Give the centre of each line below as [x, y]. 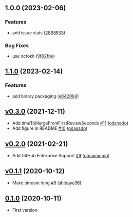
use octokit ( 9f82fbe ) [33, 56]
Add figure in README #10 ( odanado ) [50, 128]
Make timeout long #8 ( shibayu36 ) [47, 183]
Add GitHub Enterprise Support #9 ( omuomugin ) [61, 156]
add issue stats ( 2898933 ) [39, 33]
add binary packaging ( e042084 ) [46, 96]
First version [25, 210]
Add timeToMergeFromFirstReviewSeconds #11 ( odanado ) [70, 123]
